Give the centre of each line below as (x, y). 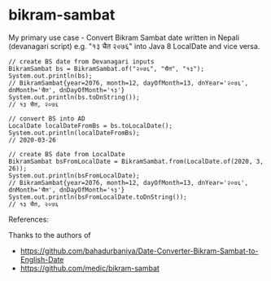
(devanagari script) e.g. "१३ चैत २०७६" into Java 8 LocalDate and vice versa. (134, 46)
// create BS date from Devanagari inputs (81, 61)
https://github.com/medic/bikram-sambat (90, 268)
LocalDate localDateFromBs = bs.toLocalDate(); (91, 125)
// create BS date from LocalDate (67, 154)
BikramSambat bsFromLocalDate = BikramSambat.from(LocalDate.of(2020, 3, (136, 161)
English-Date (42, 259)
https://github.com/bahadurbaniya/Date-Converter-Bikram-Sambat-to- (139, 251)
